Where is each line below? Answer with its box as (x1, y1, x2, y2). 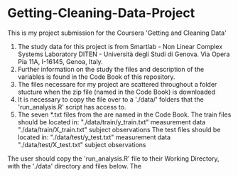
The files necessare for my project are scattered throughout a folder (17, 80, 217, 88)
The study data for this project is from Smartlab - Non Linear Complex (17, 42, 223, 50)
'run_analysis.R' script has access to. (17, 102, 126, 111)
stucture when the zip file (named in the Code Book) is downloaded (17, 87, 215, 96)
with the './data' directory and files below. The (7, 161, 142, 170)
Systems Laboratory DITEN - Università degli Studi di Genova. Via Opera (17, 50, 230, 58)
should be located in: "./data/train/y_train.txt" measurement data (17, 117, 206, 126)
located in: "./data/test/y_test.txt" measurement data (17, 133, 171, 141)
